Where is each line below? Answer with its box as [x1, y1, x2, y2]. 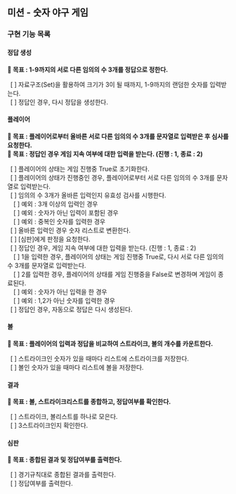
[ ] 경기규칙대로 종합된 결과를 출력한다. [10, 470, 117, 479]
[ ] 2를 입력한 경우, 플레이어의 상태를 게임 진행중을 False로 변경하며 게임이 [13, 270, 216, 278]
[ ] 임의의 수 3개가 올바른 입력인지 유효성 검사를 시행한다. [10, 190, 166, 199]
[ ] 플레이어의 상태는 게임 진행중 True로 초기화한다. [10, 164, 150, 173]
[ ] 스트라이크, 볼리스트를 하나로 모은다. [10, 412, 118, 421]
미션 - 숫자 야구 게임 [7, 6, 89, 19]
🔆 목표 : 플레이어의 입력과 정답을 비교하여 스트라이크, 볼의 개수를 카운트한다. [7, 339, 214, 348]
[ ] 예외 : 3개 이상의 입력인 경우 [13, 200, 98, 208]
